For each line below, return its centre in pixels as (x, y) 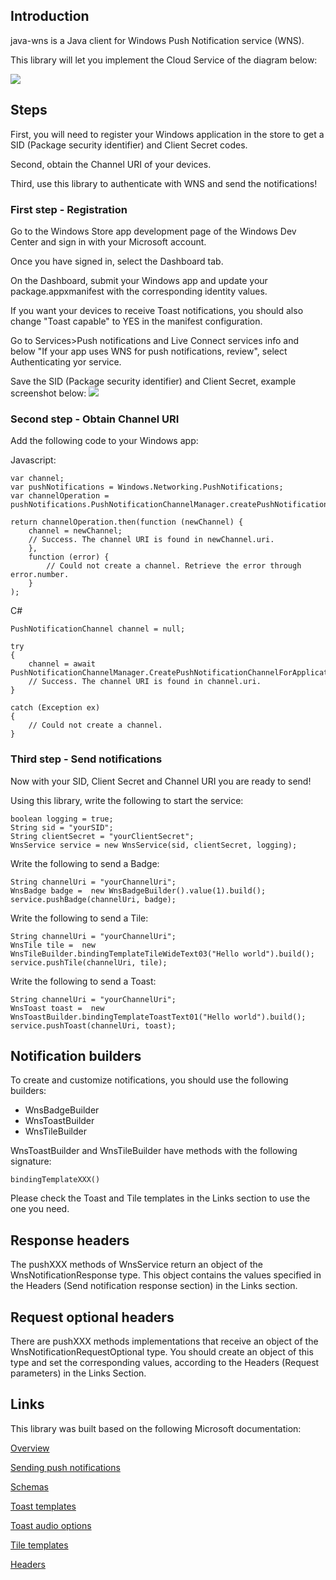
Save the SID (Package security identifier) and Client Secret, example (153, 381)
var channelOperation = (60, 496)
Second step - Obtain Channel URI (95, 419)
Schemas (29, 1486)
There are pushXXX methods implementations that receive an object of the (164, 1341)
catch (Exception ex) (55, 708)
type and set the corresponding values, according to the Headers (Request (165, 1362)
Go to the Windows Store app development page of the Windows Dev (153, 231)
